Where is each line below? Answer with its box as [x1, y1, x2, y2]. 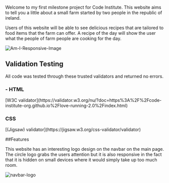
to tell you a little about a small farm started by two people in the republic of [5, 10, 162, 16]
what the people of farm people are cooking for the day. [5, 35, 122, 41]
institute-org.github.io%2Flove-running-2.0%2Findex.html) [5, 103, 128, 109]
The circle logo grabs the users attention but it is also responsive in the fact [5, 151, 162, 158]
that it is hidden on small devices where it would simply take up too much [5, 157, 157, 163]
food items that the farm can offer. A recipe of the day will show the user [5, 30, 156, 36]
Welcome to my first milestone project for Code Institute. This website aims [5, 5, 161, 10]
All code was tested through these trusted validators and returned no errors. [5, 73, 164, 79]
